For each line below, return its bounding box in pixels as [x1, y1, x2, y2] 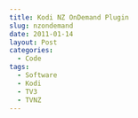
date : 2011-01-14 [9, 29, 74, 38]
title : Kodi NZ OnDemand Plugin [9, 12, 129, 22]
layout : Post [9, 37, 58, 47]
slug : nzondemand [9, 21, 74, 30]
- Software [17, 71, 58, 80]
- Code [17, 54, 42, 63]
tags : [9, 63, 29, 72]
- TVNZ [17, 95, 42, 105]
